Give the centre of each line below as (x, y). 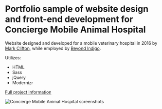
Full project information (28, 92)
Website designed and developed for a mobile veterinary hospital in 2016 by (81, 43)
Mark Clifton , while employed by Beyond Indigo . (53, 48)
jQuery (19, 77)
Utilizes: (13, 57)
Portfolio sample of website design (77, 9)
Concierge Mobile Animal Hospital (75, 30)
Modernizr (22, 82)
